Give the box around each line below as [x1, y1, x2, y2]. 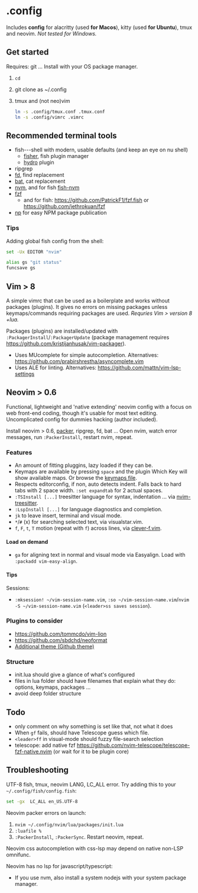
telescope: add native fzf [14, 742, 76, 749]
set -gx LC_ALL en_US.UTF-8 [6, 798, 78, 804]
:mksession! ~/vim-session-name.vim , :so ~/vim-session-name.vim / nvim [14, 596, 190, 603]
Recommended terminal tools [6, 130, 117, 140]
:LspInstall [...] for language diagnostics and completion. [14, 506, 163, 513]
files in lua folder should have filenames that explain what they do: [14, 678, 176, 685]
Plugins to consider [6, 617, 63, 625]
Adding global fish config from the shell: [6, 237, 104, 244]
